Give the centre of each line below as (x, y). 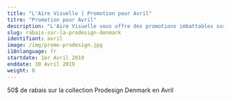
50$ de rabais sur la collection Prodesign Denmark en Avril (90, 90)
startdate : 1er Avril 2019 (46, 58)
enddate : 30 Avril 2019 (41, 64)
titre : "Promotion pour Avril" (52, 20)
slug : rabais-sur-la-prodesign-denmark (64, 32)
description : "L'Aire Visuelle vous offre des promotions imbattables (110, 26)
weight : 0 (21, 70)
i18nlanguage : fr (32, 52)
